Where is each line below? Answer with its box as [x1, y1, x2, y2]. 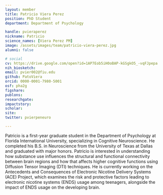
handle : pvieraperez [5, 30, 47, 35]
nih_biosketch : [5, 65, 36, 71]
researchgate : [5, 97, 34, 102]
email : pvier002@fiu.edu [5, 70, 55, 75]
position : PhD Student [5, 16, 51, 21]
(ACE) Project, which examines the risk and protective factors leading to [5, 174, 149, 180]
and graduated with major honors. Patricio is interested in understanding [5, 148, 150, 154]
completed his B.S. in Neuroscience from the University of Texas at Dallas [5, 143, 153, 149]
